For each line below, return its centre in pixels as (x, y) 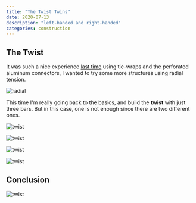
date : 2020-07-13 (28, 17)
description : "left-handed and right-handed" (63, 23)
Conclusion (28, 180)
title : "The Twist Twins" (38, 12)
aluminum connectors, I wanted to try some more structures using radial (95, 73)
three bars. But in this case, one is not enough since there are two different (98, 109)
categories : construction (38, 28)
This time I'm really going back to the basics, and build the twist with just (96, 102)
